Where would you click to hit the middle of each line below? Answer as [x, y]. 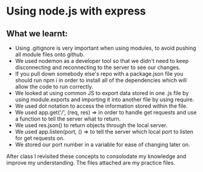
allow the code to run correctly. [54, 87]
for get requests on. [40, 138]
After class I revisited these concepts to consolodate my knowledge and [96, 156]
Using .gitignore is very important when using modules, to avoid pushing [105, 48]
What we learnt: [37, 34]
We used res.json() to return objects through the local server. [91, 125]
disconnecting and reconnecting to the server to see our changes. [98, 67]
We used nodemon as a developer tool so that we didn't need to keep [102, 61]
